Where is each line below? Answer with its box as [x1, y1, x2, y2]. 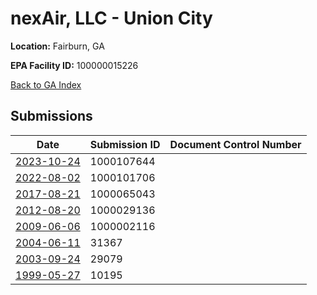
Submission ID [89, 137, 161, 151]
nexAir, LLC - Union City [10, 7, 213, 30]
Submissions [10, 108, 93, 125]
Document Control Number [169, 137, 302, 151]
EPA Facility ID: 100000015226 [10, 59, 139, 71]
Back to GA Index [10, 78, 82, 91]
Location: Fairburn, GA [10, 40, 105, 52]
